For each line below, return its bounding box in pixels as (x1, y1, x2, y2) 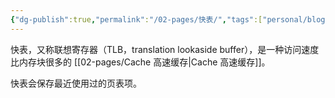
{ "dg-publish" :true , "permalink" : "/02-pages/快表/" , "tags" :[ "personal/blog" (10, 14, 330, 25)
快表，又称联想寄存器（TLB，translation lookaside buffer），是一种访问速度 (10, 43, 320, 55)
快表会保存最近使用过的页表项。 (10, 77, 142, 89)
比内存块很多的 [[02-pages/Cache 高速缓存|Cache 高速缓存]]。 (10, 56, 271, 68)
